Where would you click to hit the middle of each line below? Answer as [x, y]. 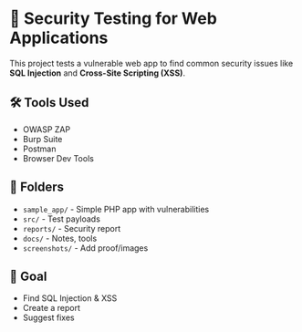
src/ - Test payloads [61, 219]
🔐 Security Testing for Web [113, 19]
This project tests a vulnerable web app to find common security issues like [151, 63]
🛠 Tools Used [49, 103]
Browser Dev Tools [58, 158]
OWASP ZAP [47, 129]
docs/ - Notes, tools [60, 238]
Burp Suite [42, 139]
